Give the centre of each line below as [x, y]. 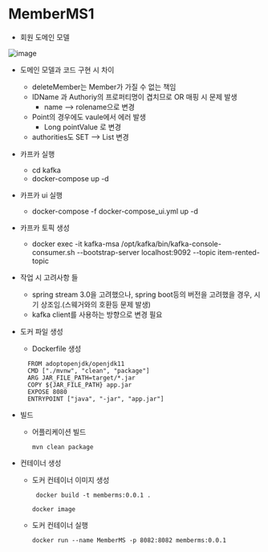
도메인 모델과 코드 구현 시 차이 [67, 70]
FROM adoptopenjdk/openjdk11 [76, 363]
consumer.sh [53, 252]
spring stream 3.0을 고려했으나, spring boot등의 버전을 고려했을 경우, [142, 294]
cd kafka [47, 170]
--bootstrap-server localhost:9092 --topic [146, 252]
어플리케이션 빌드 [59, 432]
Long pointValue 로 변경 [83, 127]
